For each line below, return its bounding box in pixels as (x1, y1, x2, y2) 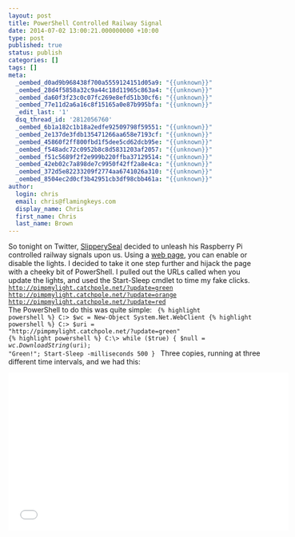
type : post (8, 34, 45, 42)
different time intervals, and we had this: (8, 357, 142, 367)
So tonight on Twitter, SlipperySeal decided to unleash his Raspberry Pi (8, 241, 243, 252)
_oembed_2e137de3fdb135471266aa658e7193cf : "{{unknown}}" (15, 130, 213, 138)
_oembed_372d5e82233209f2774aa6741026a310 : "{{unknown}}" (15, 168, 213, 176)
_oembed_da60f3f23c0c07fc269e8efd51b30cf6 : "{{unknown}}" (15, 93, 213, 101)
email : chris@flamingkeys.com (15, 197, 116, 205)
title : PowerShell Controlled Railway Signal (8, 19, 162, 27)
